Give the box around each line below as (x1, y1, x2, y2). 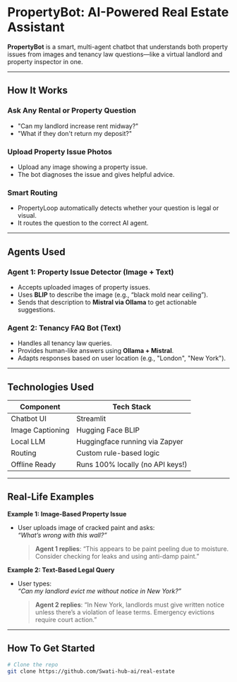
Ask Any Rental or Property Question (7, 106, 136, 116)
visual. (17, 211, 37, 220)
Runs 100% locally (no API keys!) (76, 459, 188, 469)
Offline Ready (11, 459, 56, 469)
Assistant (7, 19, 65, 35)
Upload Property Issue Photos (7, 147, 113, 156)
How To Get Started (7, 643, 95, 655)
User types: (17, 579, 51, 588)
